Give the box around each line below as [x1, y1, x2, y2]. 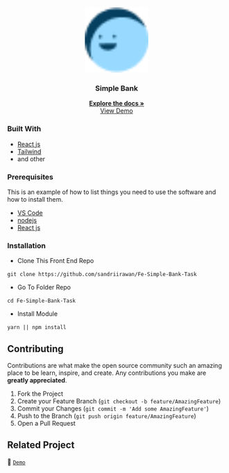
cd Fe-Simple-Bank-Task [7, 298, 76, 305]
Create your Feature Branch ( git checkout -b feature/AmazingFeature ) [17, 397, 221, 405]
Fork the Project [17, 390, 64, 398]
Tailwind [17, 147, 42, 156]
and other [17, 154, 46, 163]
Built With [7, 124, 42, 134]
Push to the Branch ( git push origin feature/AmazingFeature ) [17, 412, 196, 420]
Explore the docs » [89, 99, 144, 108]
